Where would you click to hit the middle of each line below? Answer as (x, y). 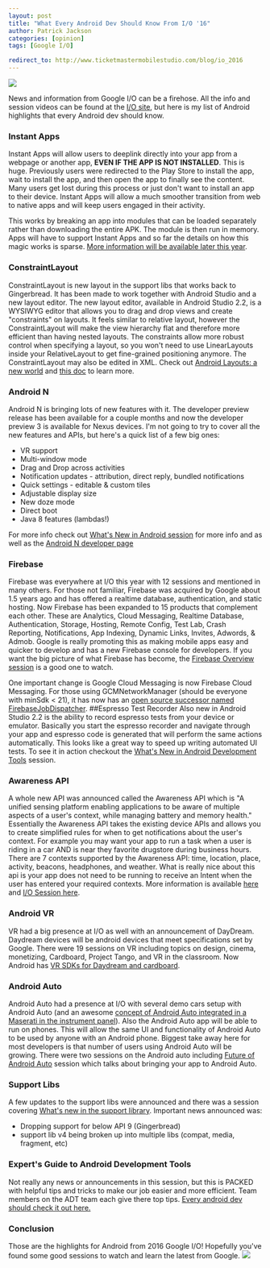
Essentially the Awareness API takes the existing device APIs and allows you (135, 824)
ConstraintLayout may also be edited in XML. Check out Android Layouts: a (133, 362)
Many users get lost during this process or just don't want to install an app (132, 188)
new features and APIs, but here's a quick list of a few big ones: (114, 434)
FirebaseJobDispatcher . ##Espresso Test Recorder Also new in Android (127, 709)
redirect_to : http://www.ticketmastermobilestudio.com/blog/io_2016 (126, 60)
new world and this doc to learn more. (71, 371)
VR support (39, 450)
